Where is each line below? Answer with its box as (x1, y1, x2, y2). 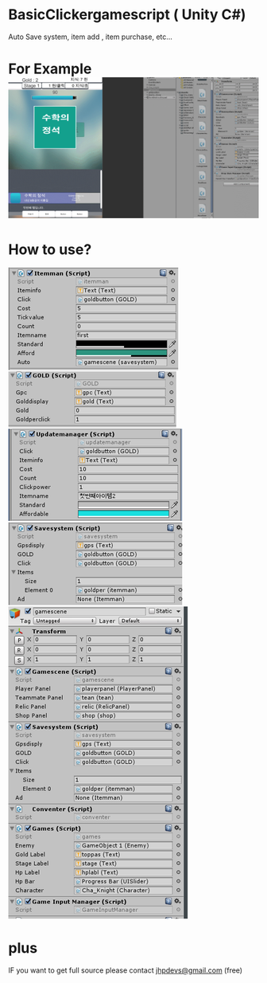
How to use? (8, 241, 92, 259)
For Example (8, 60, 92, 78)
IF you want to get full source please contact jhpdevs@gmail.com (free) (8, 965, 243, 975)
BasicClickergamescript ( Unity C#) (8, 6, 246, 24)
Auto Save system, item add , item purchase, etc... (8, 32, 173, 41)
